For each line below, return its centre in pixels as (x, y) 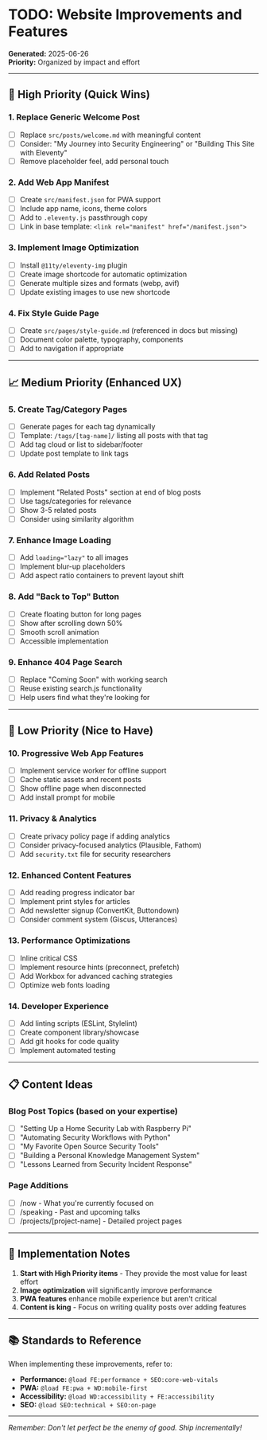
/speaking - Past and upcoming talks (80, 1211)
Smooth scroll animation (59, 632)
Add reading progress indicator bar (77, 893)
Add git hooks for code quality (69, 1042)
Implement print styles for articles (75, 902)
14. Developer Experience (58, 1006)
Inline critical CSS (48, 958)
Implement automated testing (68, 1051)
